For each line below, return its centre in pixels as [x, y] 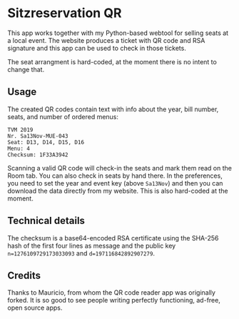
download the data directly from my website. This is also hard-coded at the [118, 191]
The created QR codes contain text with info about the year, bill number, [113, 109]
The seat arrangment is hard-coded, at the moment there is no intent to [112, 61]
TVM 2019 [20, 130]
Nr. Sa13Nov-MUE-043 [38, 136]
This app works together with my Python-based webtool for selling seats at [118, 33]
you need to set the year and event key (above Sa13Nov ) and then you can [115, 183]
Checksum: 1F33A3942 [38, 155]
